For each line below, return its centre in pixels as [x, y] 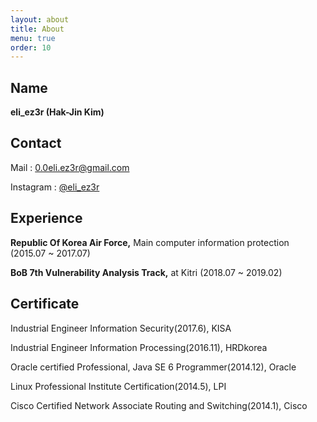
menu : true [33, 38]
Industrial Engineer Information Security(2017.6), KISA [121, 328]
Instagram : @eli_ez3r [55, 187]
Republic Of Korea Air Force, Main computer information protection [150, 242]
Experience [46, 218]
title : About [37, 29]
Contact [36, 143]
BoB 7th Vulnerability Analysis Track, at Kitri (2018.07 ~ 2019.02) [146, 272]
